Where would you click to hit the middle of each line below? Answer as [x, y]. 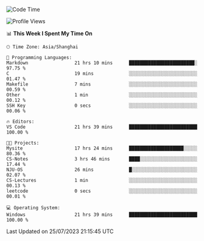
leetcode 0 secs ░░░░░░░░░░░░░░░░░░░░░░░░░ [102, 191]
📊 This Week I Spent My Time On [49, 33]
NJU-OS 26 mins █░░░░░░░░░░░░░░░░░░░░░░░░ [102, 170]
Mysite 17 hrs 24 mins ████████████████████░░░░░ [102, 148]
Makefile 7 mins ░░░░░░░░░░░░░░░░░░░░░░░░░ [102, 84]
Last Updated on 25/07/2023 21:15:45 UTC [60, 231]
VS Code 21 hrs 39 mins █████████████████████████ [102, 127]
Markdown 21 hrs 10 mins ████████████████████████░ [102, 63]
